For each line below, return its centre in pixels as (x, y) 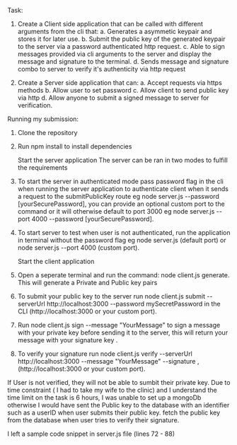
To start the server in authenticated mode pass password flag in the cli (121, 181)
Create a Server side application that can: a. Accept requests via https (120, 83)
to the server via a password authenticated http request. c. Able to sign (121, 46)
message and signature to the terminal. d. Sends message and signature (123, 62)
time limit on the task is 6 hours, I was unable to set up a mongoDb (104, 398)
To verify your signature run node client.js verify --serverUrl (105, 354)
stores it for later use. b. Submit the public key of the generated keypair (121, 39)
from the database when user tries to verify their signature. (93, 420)
